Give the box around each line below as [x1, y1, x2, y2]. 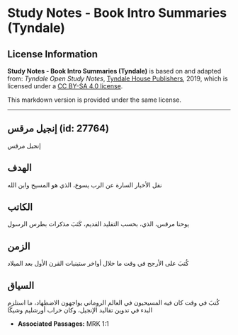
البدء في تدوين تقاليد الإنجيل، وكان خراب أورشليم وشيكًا [7, 306, 153, 315]
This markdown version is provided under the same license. [7, 95, 182, 104]
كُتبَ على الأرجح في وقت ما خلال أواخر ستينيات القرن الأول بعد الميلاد [7, 259, 189, 268]
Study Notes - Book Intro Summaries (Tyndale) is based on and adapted [7, 67, 222, 75]
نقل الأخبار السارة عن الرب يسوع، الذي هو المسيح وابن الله [7, 180, 162, 189]
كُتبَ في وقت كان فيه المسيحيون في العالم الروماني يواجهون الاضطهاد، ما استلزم [7, 298, 220, 307]
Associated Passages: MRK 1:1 [17, 319, 109, 328]
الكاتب [7, 201, 33, 213]
